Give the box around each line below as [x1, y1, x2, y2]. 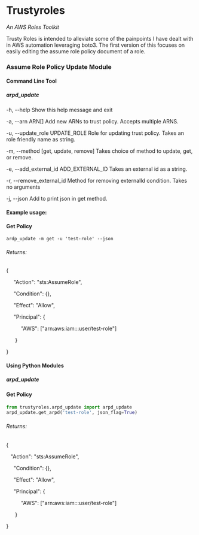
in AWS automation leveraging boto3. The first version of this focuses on [6, 41, 185, 49]
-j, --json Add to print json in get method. [6, 195, 108, 202]
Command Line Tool [6, 77, 57, 84]
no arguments [6, 183, 41, 191]
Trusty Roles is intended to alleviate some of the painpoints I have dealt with [6, 35, 194, 42]
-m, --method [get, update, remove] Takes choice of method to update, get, [6, 147, 193, 155]
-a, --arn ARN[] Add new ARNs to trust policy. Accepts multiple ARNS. [6, 118, 179, 125]
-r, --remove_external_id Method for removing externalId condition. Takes [6, 177, 187, 185]
